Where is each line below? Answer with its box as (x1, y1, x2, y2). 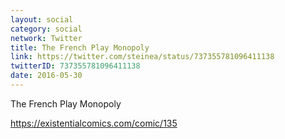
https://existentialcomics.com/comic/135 (10, 117, 178, 129)
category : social (10, 24, 83, 34)
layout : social (10, 14, 74, 25)
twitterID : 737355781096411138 (10, 61, 141, 71)
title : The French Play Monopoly (10, 42, 150, 53)
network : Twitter (10, 33, 83, 43)
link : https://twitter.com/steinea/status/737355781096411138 (10, 52, 275, 62)
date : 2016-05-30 (10, 71, 83, 81)
